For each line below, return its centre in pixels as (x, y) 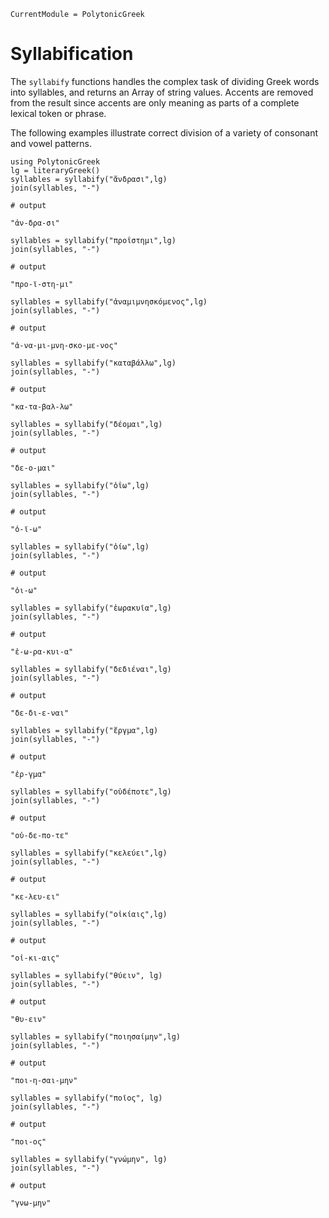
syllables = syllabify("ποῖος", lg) (86, 1098)
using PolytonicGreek (55, 161)
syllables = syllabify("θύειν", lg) (86, 975)
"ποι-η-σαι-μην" (44, 1080)
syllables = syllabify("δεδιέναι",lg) (91, 669)
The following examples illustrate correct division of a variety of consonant (164, 132)
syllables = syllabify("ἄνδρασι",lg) (89, 179)
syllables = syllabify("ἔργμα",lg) (84, 730)
